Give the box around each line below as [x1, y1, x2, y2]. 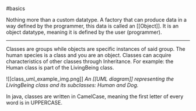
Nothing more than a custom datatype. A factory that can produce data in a [6, 16, 187, 23]
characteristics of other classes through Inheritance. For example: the [6, 58, 174, 65]
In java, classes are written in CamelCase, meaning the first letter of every [6, 93, 184, 100]
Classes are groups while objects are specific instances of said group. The [6, 46, 185, 52]
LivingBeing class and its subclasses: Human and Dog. [6, 82, 139, 88]
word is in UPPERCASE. [6, 99, 63, 106]
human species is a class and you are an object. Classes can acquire [6, 52, 171, 58]
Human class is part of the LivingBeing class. [6, 64, 114, 71]
